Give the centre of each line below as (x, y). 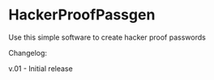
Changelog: (28, 53)
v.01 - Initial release (41, 68)
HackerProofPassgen (82, 15)
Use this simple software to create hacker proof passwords (107, 37)
